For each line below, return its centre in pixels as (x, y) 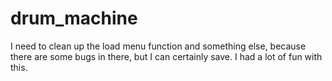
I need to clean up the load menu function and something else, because (158, 46)
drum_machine (74, 18)
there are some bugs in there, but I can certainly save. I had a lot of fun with (166, 56)
